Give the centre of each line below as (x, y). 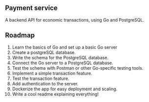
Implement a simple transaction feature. (52, 73)
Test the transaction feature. (41, 78)
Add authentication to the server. (45, 83)
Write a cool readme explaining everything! (55, 94)
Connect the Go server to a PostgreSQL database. (63, 63)
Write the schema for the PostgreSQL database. (60, 57)
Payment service (31, 8)
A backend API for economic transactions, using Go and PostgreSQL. (74, 20)
